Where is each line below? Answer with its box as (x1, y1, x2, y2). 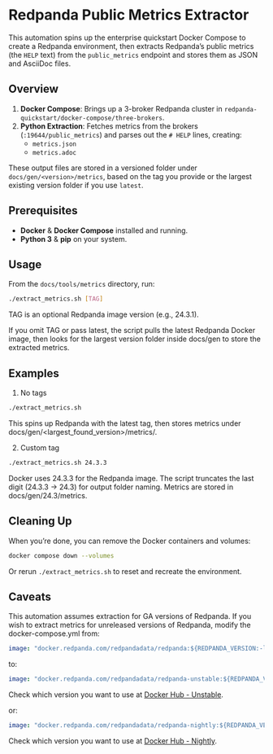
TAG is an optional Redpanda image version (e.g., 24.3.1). (8, 309, 199, 319)
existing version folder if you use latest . (8, 180, 144, 190)
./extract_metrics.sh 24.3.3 (8, 458, 107, 467)
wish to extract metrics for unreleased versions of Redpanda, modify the (8, 620, 251, 630)
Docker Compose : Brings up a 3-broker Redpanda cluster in (19, 103, 223, 113)
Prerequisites (8, 204, 78, 217)
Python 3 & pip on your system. (19, 234, 128, 243)
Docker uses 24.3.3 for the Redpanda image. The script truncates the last (8, 473, 254, 483)
